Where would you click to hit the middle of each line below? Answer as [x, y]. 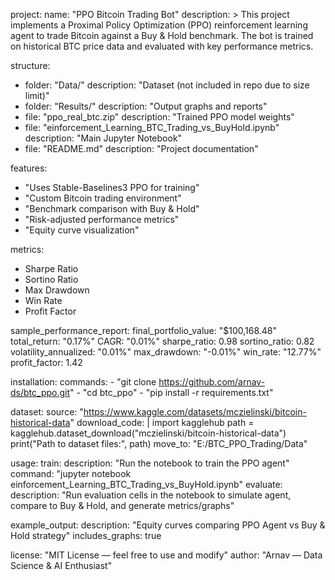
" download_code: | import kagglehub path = [162, 422]
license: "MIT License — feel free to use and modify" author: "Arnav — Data [166, 555]
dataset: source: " [47, 412]
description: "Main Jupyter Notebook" [103, 138]
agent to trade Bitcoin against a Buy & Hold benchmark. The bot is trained [162, 35]
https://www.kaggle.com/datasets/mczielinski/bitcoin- [195, 412]
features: [29, 168]
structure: [30, 65]
